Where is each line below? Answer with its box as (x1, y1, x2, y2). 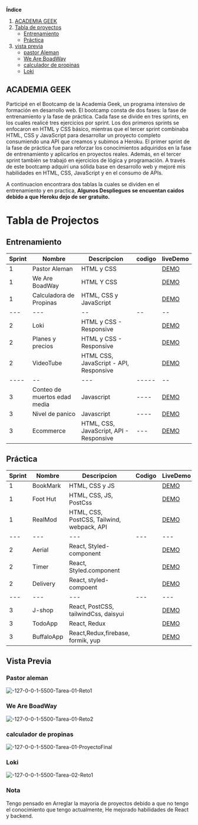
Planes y (32, 334, 56, 342)
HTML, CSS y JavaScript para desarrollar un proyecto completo (6, 131, 161, 138)
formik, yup (68, 636, 101, 644)
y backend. (6, 812, 34, 819)
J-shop (32, 606, 54, 614)
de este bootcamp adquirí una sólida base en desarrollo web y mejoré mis (6, 163, 186, 170)
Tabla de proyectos (14, 24, 62, 31)
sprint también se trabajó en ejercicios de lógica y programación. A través (6, 157, 186, 164)
